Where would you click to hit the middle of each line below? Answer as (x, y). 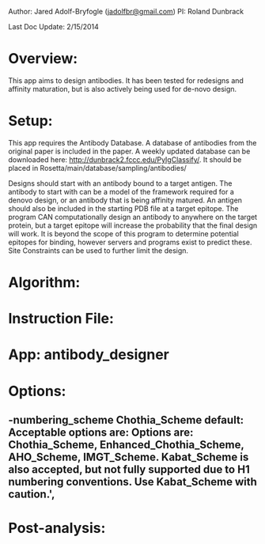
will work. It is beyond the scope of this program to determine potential (123, 233)
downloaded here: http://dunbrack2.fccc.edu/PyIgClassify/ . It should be (125, 159)
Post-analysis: (57, 528)
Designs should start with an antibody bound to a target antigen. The (120, 183)
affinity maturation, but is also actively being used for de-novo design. (123, 89)
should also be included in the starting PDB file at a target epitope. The (123, 208)
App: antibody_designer (89, 355)
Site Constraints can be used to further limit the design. (98, 250)
